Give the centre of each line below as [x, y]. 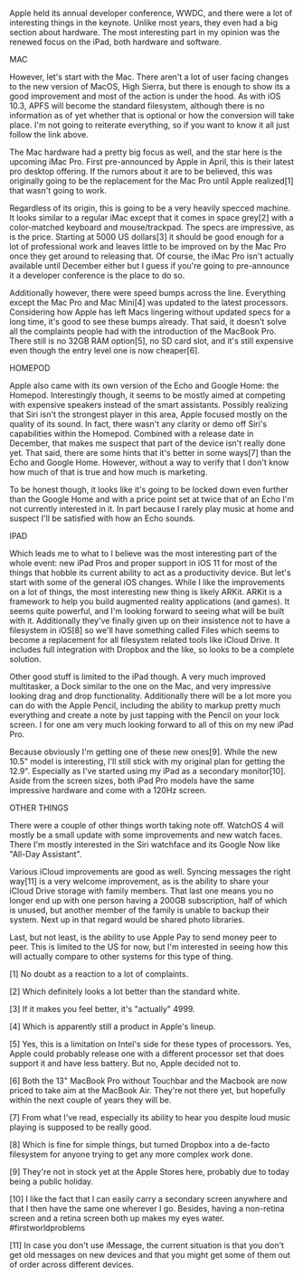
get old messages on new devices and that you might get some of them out [150, 1255]
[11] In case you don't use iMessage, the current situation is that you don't [147, 1245]
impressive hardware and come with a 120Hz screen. [108, 790]
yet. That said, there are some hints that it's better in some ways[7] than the [151, 453]
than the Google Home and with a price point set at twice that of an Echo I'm [152, 499]
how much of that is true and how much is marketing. [109, 472]
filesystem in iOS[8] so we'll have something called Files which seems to [145, 630]
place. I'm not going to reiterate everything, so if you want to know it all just [150, 125]
